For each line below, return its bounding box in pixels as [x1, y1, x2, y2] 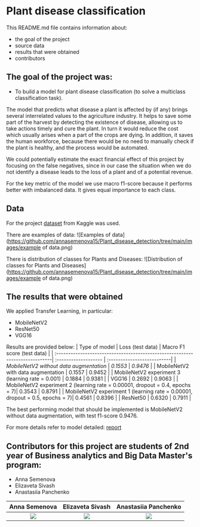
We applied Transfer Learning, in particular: [6, 307, 113, 315]
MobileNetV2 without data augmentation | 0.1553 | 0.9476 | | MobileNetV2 [6, 362, 189, 370]
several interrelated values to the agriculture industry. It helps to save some [6, 112, 192, 119]
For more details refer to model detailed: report [6, 424, 122, 431]
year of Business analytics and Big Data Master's [6, 450, 193, 461]
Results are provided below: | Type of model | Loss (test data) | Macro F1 [6, 343, 185, 351]
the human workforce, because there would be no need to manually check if [6, 138, 194, 145]
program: [6, 459, 42, 470]
